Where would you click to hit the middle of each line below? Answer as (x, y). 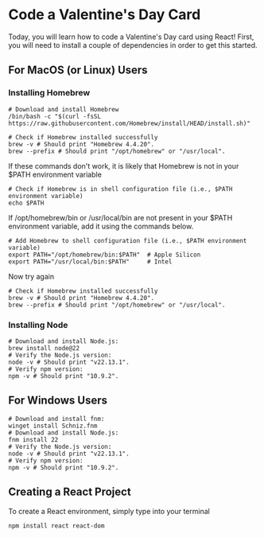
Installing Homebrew (49, 93)
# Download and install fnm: (56, 419)
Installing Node (38, 325)
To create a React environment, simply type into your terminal (109, 511)
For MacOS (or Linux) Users (78, 70)
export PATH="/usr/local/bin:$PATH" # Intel (90, 261)
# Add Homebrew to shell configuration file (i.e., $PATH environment (128, 240)
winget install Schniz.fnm (53, 426)
